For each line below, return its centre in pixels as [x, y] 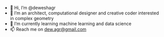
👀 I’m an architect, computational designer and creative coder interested [84, 13]
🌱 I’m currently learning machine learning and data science [70, 23]
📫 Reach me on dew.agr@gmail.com [48, 29]
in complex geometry [32, 18]
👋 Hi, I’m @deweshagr [33, 8]
